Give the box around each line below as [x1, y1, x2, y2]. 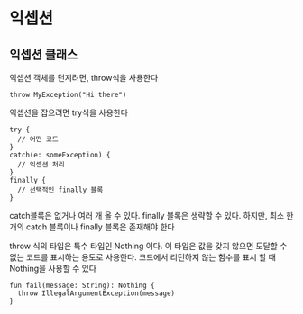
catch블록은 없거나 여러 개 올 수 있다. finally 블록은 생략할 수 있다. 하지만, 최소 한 [9, 211, 295, 220]
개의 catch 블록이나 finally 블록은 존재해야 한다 [9, 221, 175, 232]
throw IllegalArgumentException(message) [17, 289, 176, 298]
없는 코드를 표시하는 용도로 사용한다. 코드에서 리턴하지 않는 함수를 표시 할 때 [9, 252, 277, 262]
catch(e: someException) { [9, 150, 111, 159]
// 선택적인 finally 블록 [17, 185, 104, 194]
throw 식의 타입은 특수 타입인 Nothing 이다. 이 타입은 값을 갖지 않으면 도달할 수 [9, 240, 288, 251]
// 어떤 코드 [17, 135, 59, 144]
